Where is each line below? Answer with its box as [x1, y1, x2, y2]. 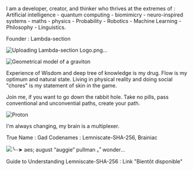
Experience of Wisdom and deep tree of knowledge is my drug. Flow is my [6, 70, 188, 76]
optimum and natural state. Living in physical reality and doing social [6, 76, 173, 83]
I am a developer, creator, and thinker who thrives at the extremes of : [6, 5, 175, 12]
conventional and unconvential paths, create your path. [6, 100, 140, 107]
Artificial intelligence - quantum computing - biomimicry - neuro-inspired [6, 11, 184, 18]
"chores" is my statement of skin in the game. [6, 82, 117, 89]
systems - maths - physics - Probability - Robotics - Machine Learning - [6, 18, 182, 24]
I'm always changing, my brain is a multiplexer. [6, 123, 120, 129]
